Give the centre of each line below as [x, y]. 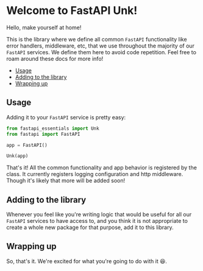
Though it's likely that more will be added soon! [66, 181]
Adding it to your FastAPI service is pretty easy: [66, 117]
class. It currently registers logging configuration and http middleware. [95, 174]
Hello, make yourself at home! [44, 27]
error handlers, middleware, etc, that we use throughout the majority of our [101, 46]
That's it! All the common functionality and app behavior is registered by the [101, 167]
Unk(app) [17, 156]
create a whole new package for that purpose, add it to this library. [90, 227]
